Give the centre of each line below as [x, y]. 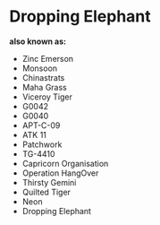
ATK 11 [34, 134]
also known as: [38, 41]
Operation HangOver [60, 173]
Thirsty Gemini [49, 182]
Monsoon [40, 68]
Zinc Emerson [48, 58]
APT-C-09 [41, 125]
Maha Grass [44, 87]
